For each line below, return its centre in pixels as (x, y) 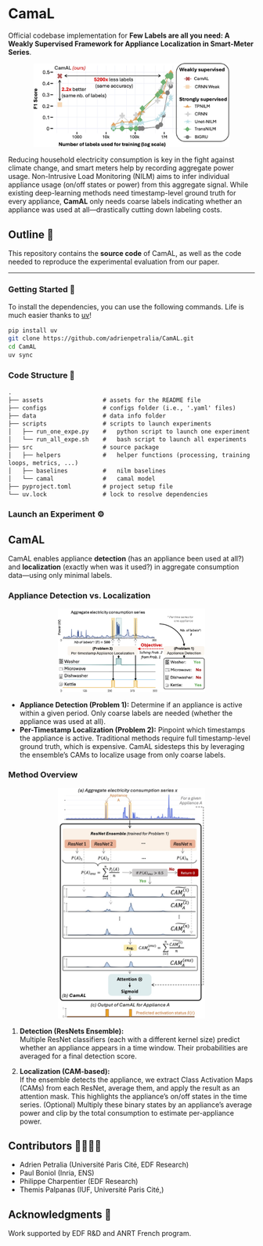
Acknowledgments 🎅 (60, 1214)
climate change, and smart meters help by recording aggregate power (121, 168)
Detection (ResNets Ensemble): (71, 1031)
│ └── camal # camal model (82, 479)
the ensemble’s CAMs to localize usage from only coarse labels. (122, 755)
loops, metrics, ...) (43, 463)
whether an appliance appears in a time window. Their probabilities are (133, 1047)
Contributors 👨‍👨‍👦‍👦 (55, 1146)
